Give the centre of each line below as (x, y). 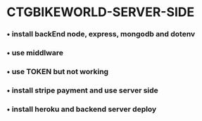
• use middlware (35, 53)
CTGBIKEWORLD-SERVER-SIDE (101, 12)
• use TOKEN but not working (58, 71)
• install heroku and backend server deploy (82, 109)
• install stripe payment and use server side (83, 90)
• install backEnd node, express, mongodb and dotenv (101, 34)
